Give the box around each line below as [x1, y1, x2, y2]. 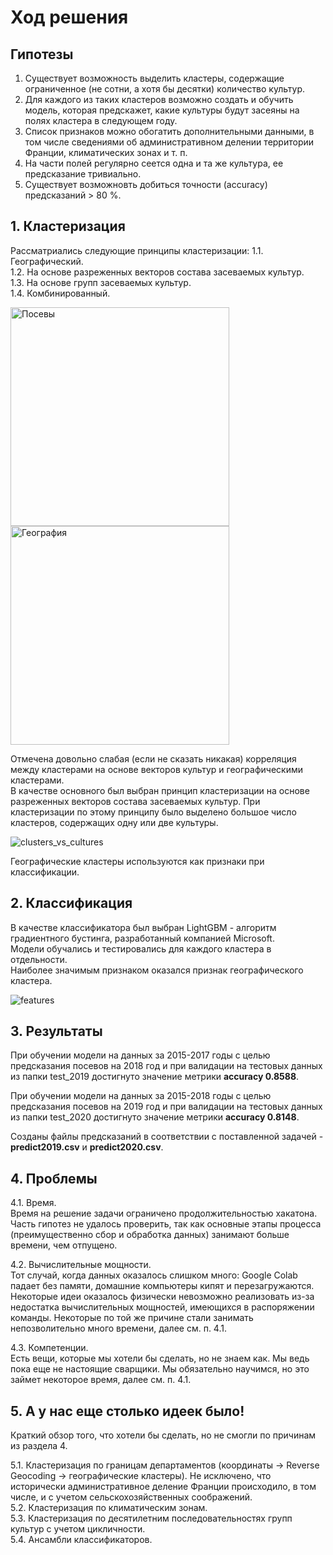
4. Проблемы [10, 1170, 98, 1187]
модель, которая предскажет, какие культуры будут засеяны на [24, 104, 300, 116]
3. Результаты [10, 1023, 103, 1040]
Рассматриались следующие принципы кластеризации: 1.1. [10, 244, 264, 256]
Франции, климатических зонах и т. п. [24, 147, 188, 158]
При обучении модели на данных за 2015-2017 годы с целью [10, 1049, 271, 1061]
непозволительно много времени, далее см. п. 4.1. [10, 1322, 227, 1335]
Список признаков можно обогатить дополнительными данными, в [24, 126, 315, 137]
